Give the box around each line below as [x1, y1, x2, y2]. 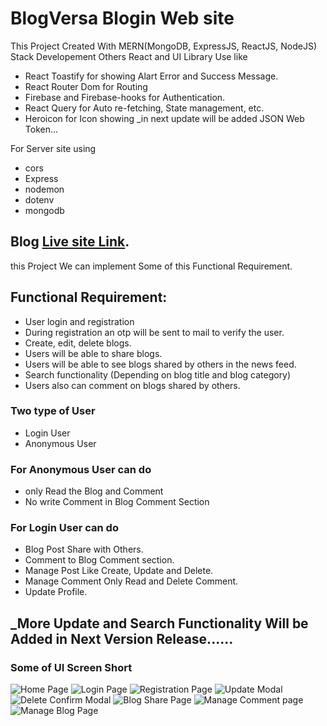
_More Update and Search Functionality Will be [10, 615, 309, 632]
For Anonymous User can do [10, 462, 152, 476]
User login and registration [24, 315, 135, 327]
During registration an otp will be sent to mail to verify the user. [24, 326, 285, 338]
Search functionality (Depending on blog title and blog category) [24, 368, 292, 381]
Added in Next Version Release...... [10, 630, 234, 647]
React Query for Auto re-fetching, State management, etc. [24, 102, 265, 114]
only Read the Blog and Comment [24, 485, 164, 497]
